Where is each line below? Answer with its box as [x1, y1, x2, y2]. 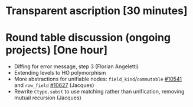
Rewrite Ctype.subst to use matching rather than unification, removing [14, 88, 185, 95]
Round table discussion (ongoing [5, 31, 171, 45]
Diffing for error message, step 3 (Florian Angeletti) [14, 63, 139, 70]
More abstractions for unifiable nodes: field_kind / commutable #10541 [14, 75, 182, 83]
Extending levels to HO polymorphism [14, 69, 106, 76]
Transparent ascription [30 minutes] [5, 4, 188, 18]
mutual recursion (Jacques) [14, 94, 81, 101]
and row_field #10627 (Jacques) [14, 82, 94, 89]
